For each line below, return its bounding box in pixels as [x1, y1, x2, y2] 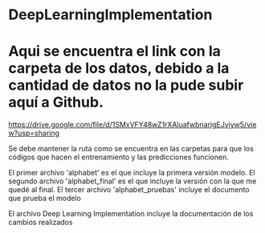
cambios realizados [8, 218, 73, 227]
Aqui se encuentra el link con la [8, 42, 221, 61]
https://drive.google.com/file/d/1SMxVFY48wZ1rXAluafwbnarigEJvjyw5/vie [8, 120, 257, 130]
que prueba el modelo [8, 194, 82, 203]
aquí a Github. [8, 94, 104, 111]
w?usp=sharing [8, 128, 60, 138]
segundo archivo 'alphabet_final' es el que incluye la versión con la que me [8, 176, 257, 186]
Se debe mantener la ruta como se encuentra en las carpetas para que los [8, 144, 255, 154]
